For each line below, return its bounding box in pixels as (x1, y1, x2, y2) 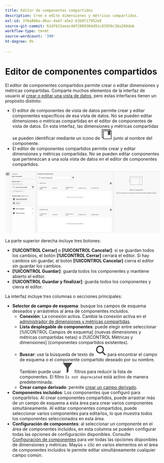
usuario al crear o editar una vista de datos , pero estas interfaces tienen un (5, 92, 157, 98)
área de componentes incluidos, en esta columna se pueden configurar (12, 426, 157, 432)
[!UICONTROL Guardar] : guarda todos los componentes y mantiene (12, 268, 149, 274)
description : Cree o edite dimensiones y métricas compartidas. (5, 13, 139, 18)
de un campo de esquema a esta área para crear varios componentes (12, 400, 153, 405)
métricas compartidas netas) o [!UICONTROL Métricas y (19, 334, 133, 340)
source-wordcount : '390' (5, 34, 56, 39)
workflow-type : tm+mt (5, 29, 49, 34)
